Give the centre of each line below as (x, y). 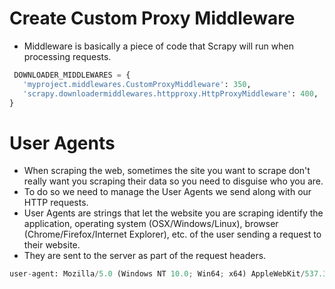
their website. (52, 245)
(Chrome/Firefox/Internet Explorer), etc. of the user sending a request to (172, 234)
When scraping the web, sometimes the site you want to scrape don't (167, 171)
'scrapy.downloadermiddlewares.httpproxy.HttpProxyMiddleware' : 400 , (170, 93)
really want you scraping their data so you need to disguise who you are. (173, 181)
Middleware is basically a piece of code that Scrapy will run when (159, 46)
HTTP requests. (56, 203)
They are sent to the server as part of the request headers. (145, 256)
